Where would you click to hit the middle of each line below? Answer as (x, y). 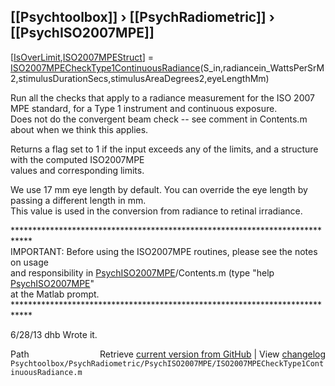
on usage (29, 262)
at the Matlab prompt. (55, 294)
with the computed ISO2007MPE (77, 159)
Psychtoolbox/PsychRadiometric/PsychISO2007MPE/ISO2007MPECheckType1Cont (167, 363)
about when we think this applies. (79, 129)
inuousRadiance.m (46, 372)
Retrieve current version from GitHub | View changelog (212, 354)
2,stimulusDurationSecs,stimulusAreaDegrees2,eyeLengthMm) (140, 78)
